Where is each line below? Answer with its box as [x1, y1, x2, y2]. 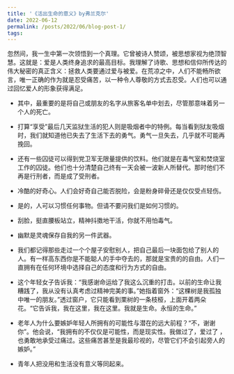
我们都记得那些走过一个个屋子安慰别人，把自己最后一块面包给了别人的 [17, 246, 219, 254]
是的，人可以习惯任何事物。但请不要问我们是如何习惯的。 [17, 202, 182, 210]
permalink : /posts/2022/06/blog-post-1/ [7, 23, 127, 30]
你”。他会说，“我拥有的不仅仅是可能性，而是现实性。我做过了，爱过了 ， [17, 327, 226, 336]
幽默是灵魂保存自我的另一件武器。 [17, 231, 116, 240]
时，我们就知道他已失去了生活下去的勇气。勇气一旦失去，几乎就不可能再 [17, 131, 225, 140]
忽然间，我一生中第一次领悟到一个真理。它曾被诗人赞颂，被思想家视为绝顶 [7, 49, 221, 58]
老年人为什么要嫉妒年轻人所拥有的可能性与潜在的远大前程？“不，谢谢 [17, 319, 216, 327]
